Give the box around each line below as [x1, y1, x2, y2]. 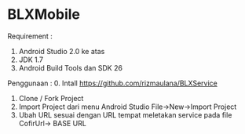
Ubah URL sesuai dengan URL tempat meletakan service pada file [18, 110, 232, 119]
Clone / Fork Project [18, 93, 84, 103]
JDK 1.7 [18, 55, 44, 64]
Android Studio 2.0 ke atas [18, 46, 105, 56]
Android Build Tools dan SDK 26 [18, 63, 123, 72]
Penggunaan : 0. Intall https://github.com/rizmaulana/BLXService [7, 78, 218, 88]
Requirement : [7, 31, 53, 41]
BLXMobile [7, 5, 80, 24]
